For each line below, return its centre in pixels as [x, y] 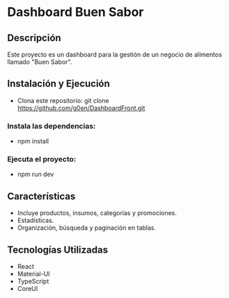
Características [41, 196]
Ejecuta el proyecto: [42, 159]
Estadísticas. [35, 221]
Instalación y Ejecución [58, 84]
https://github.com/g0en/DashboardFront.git [81, 108]
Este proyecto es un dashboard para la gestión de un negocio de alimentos [115, 54]
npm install [33, 141]
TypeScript [33, 281]
